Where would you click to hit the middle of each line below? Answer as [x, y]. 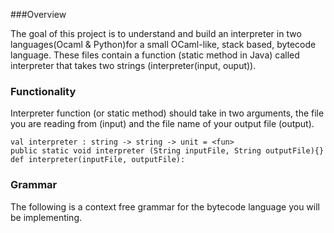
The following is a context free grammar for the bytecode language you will [165, 206]
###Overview [38, 14]
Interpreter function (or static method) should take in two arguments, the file [167, 113]
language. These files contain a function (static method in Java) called [155, 55]
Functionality [43, 91]
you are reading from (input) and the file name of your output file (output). [162, 124]
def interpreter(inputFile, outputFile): [98, 160]
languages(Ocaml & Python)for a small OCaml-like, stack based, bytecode [163, 44]
